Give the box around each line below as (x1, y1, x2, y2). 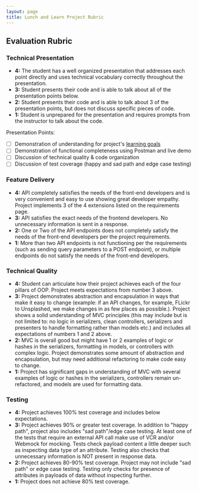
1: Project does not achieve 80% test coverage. (14, 478, 130, 485)
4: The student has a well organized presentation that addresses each (14, 67, 185, 75)
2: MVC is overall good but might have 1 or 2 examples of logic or (14, 337, 174, 344)
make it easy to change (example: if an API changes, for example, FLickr (14, 299, 190, 306)
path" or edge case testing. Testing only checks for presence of (14, 466, 170, 473)
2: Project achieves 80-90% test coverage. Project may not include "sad (14, 459, 192, 466)
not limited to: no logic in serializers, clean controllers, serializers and (14, 318, 183, 325)
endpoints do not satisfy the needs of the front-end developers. (14, 252, 170, 259)
